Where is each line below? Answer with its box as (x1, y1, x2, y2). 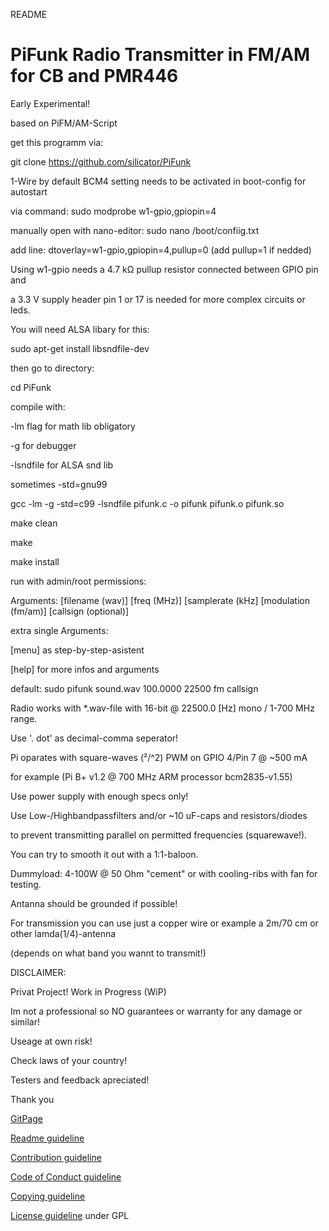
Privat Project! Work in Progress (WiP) (10, 985, 167, 998)
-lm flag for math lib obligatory (10, 420, 136, 432)
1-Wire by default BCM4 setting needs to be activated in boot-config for (10, 175, 307, 187)
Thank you (10, 1093, 55, 1105)
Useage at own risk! (10, 1035, 93, 1047)
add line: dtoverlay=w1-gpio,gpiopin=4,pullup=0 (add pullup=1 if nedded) (10, 244, 312, 256)
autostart (10, 185, 48, 198)
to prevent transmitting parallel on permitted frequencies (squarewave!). (10, 829, 308, 841)
